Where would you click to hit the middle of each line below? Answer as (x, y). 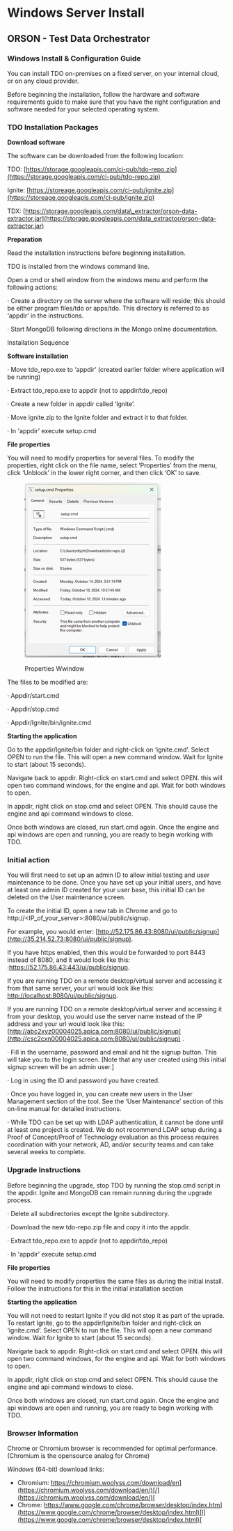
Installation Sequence (38, 343)
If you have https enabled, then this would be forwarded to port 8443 (106, 953)
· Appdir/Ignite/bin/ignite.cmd (49, 723)
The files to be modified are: (48, 682)
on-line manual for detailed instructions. (64, 1109)
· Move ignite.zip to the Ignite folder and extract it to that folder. (98, 418)
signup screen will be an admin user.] (61, 1067)
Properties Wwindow (55, 669)
